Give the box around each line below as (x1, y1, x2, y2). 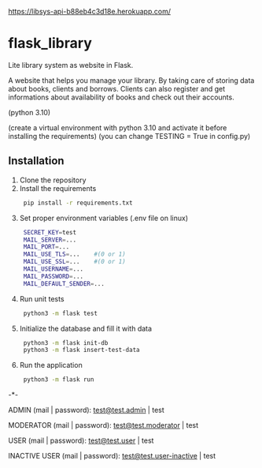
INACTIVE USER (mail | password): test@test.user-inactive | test (8, 451, 216, 461)
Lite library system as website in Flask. (8, 60, 134, 69)
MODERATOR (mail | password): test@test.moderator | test (8, 421, 199, 430)
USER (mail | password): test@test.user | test (8, 436, 154, 445)
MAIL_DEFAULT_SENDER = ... (23, 279, 105, 287)
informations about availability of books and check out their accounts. (8, 92, 234, 102)
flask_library (8, 35, 92, 52)
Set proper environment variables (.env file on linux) (19, 213, 189, 223)
